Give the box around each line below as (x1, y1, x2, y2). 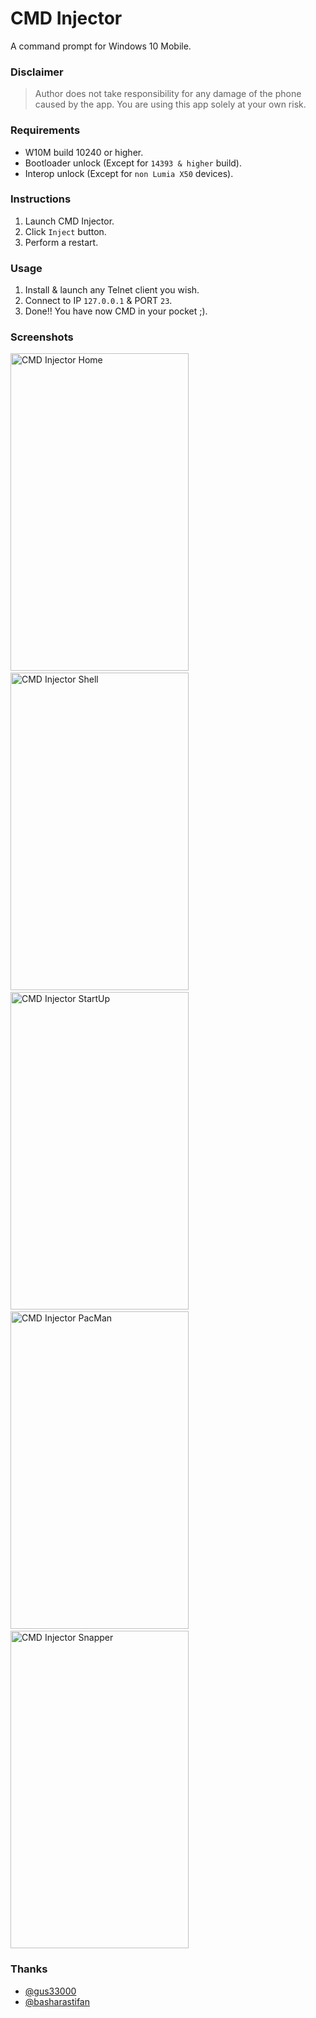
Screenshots (10, 330, 74, 344)
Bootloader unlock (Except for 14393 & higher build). (24, 157, 242, 169)
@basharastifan (24, 1995, 91, 2007)
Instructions (10, 192, 72, 206)
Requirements (10, 123, 81, 137)
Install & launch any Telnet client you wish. (24, 284, 200, 296)
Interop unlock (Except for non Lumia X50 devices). (24, 167, 234, 179)
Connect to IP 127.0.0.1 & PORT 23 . (24, 295, 173, 307)
